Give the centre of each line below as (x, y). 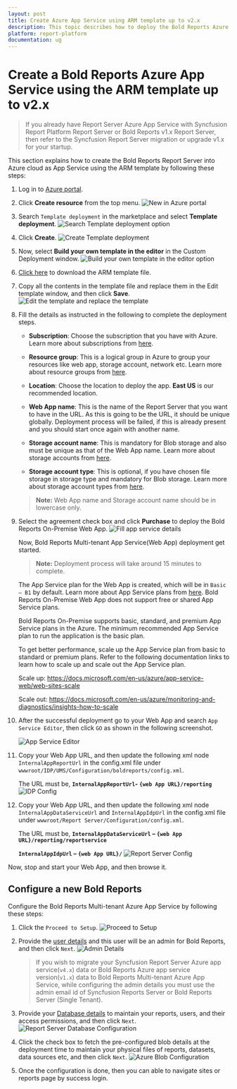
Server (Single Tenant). (69, 999)
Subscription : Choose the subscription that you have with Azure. (123, 336)
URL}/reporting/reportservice (63, 841)
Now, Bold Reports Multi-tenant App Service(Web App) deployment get (121, 543)
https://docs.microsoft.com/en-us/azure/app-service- (126, 678)
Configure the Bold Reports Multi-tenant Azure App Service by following (113, 906)
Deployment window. (49, 259)
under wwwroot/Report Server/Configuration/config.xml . (101, 820)
